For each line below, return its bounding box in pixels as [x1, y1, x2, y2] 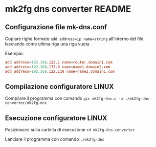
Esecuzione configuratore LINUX [5, 114, 108, 122]
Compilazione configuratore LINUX [5, 83, 114, 91]
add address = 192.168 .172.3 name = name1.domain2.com [5, 64, 111, 69]
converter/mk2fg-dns [5, 101, 47, 105]
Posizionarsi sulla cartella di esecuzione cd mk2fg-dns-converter [5, 127, 135, 133]
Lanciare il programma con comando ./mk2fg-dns [5, 136, 105, 142]
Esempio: [5, 50, 24, 56]
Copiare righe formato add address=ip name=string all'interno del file [5, 36, 144, 42]
